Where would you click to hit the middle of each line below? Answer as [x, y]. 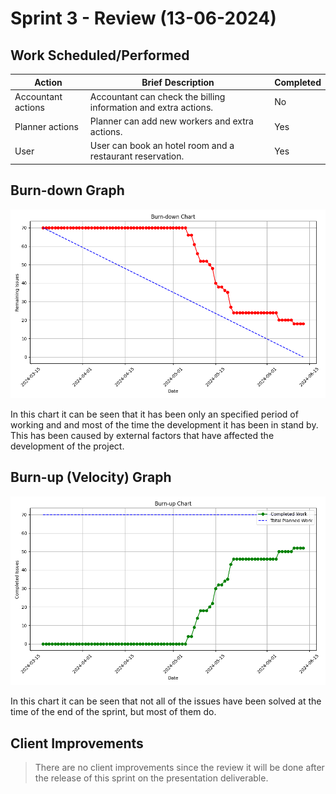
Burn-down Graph [67, 190]
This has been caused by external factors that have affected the [142, 435]
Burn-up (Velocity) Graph [91, 477]
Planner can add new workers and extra [171, 121]
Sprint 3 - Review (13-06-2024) [143, 18]
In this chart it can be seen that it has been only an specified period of [154, 414]
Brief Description [178, 82]
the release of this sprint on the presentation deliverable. [151, 778]
